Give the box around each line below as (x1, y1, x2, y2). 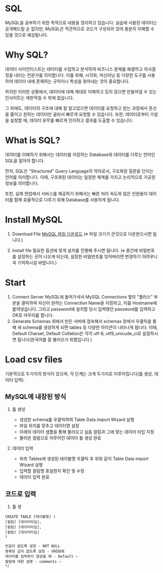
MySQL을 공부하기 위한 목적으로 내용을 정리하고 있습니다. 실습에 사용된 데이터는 (5, 20, 157, 25)
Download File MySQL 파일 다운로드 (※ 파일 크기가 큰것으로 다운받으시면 (12, 231, 152, 237)
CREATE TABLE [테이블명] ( (5, 514, 56, 519)
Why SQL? (5, 49, 49, 61)
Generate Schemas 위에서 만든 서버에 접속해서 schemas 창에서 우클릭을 (12, 318, 152, 324)
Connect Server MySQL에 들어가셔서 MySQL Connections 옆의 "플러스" (12, 294, 153, 299)
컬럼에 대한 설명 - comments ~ (5, 559, 61, 564)
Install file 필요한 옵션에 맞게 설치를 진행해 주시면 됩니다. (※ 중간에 (12, 247, 138, 253)
